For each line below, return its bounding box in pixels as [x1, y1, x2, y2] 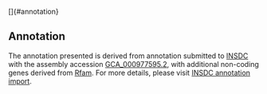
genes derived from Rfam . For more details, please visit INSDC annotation [8, 68, 251, 77]
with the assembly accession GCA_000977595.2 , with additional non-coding [8, 59, 259, 69]
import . [8, 76, 32, 86]
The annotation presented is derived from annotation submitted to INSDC [8, 51, 249, 61]
